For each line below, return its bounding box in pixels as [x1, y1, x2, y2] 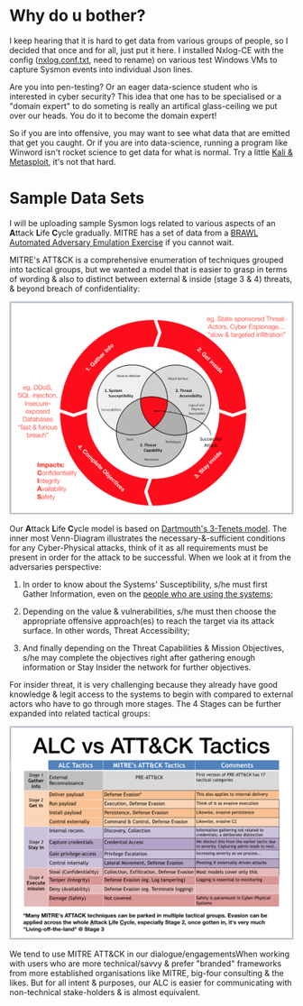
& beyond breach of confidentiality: [9, 283, 141, 294]
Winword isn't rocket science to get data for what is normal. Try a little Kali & [9, 146, 293, 158]
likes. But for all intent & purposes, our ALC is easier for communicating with [9, 977, 292, 988]
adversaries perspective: [9, 562, 102, 572]
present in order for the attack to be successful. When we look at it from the [9, 552, 291, 563]
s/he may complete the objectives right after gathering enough [22, 653, 255, 663]
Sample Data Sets [9, 188, 145, 208]
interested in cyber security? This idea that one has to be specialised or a [9, 91, 282, 102]
